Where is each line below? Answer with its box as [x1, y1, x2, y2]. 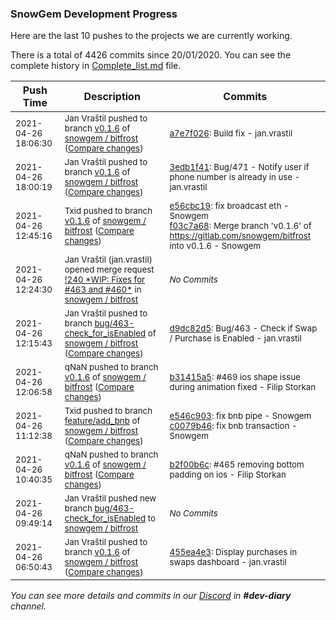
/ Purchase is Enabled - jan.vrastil [169, 333, 302, 344]
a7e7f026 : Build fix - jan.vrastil [169, 128, 293, 139]
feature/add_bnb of [64, 415, 141, 427]
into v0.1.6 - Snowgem [169, 240, 262, 252]
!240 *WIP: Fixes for [64, 274, 146, 286]
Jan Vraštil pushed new [64, 493, 157, 504]
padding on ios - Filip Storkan [169, 469, 287, 481]
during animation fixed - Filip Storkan [169, 382, 317, 393]
